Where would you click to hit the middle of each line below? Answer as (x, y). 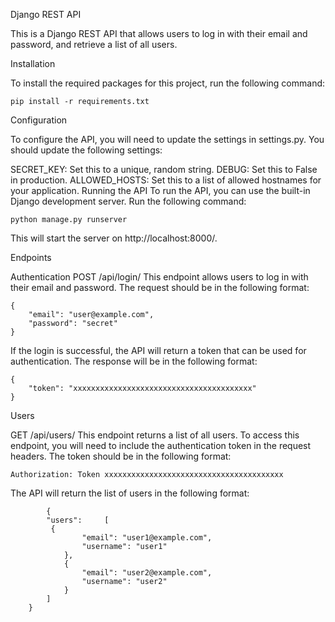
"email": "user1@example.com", (147, 538)
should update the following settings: (86, 150)
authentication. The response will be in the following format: (134, 361)
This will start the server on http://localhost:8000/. (114, 238)
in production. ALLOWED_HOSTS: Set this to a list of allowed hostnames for (166, 180)
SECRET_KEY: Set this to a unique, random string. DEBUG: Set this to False (164, 169)
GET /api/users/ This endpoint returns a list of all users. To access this (155, 435)
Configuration (39, 120)
